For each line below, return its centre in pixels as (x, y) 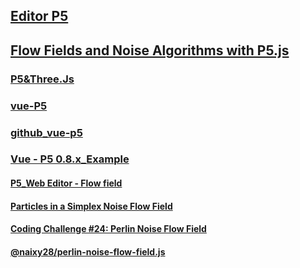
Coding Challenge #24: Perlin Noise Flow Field (108, 229)
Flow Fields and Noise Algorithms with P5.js (150, 50)
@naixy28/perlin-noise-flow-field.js (88, 251)
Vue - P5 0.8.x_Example (70, 159)
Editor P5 (39, 16)
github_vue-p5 (46, 132)
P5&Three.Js (42, 79)
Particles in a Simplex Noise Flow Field (91, 206)
